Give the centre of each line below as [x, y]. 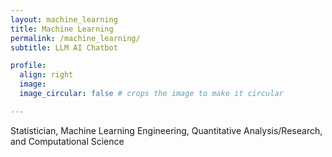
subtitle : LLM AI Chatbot [64, 47]
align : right [46, 75]
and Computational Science [67, 141]
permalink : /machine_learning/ [75, 38]
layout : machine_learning [64, 19]
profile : [28, 66]
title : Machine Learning [62, 29]
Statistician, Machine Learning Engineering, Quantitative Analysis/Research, [166, 130]
